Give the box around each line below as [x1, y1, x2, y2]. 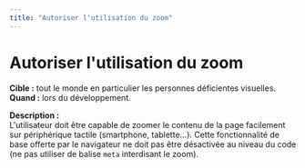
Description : [9, 110, 60, 121]
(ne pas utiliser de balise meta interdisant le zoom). [9, 148, 198, 159]
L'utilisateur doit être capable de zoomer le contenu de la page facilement [9, 119, 286, 130]
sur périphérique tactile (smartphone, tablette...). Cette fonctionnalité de [9, 129, 280, 140]
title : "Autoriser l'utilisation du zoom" [9, 13, 173, 23]
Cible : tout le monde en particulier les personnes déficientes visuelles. [9, 83, 276, 94]
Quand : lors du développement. [9, 92, 131, 103]
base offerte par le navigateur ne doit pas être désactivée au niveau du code [9, 138, 297, 150]
